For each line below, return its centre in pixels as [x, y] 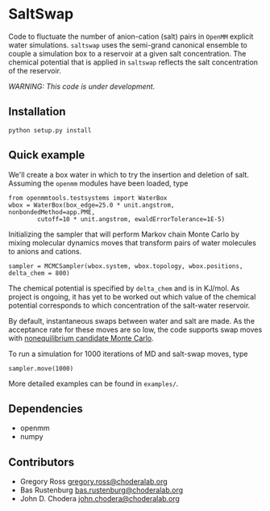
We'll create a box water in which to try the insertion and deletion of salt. [129, 174]
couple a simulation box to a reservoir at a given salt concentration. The [127, 53]
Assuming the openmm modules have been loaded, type [98, 183]
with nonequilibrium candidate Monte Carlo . [81, 338]
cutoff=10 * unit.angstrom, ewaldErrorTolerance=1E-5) [131, 219]
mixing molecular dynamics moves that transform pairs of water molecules [132, 242]
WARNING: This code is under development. [82, 86]
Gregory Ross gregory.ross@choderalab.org [93, 482]
